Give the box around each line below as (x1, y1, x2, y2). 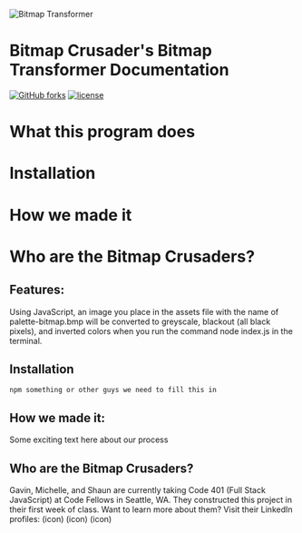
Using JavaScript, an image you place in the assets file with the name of (9, 306, 279, 317)
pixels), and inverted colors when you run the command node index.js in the (9, 325, 293, 336)
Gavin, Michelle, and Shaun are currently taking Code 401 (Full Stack (9, 484, 266, 495)
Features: (9, 282, 65, 298)
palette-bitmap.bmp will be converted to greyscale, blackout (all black (9, 316, 271, 327)
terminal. (9, 335, 43, 346)
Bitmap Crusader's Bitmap (9, 41, 213, 61)
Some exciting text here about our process (9, 434, 169, 445)
